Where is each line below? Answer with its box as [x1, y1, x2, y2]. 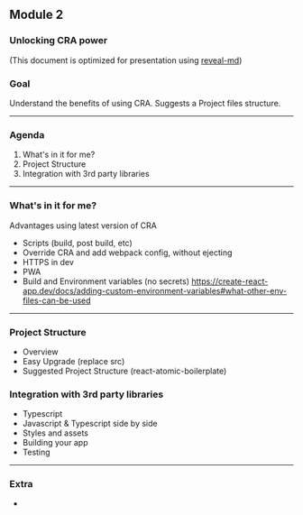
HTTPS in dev [22, 256, 75, 267]
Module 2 [9, 7, 64, 23]
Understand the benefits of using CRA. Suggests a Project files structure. [9, 97, 281, 108]
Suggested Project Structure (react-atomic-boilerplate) [22, 365, 227, 376]
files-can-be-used [22, 295, 92, 306]
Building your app [22, 437, 88, 448]
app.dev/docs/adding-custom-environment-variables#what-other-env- [22, 285, 287, 296]
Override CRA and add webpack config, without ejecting [22, 247, 233, 258]
